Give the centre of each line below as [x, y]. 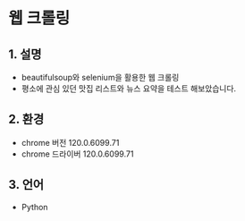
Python [34, 207]
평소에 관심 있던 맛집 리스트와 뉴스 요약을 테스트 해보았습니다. [129, 89]
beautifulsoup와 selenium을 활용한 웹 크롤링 [100, 77]
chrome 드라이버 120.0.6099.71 [77, 154]
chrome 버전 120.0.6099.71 [70, 142]
